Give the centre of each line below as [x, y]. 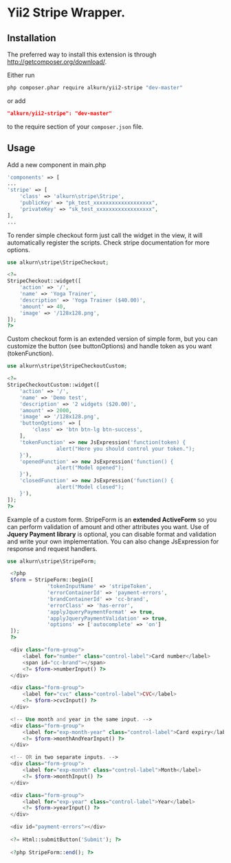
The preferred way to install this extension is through [82, 54]
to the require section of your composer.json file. [75, 126]
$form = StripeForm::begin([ [52, 580]
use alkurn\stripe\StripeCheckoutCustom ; [67, 366]
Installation [32, 38]
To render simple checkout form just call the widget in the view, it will [105, 235]
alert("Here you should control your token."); [125, 449]
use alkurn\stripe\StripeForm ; [52, 561]
